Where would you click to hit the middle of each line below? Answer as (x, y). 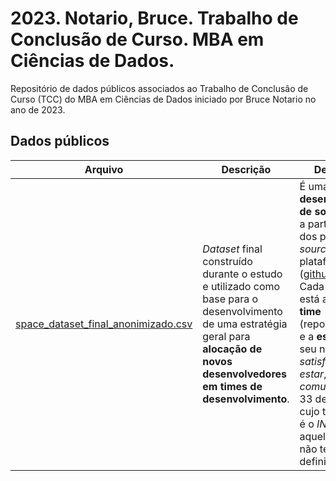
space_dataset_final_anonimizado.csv (104, 324)
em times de (232, 386)
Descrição (246, 169)
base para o (230, 299)
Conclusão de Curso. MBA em (137, 39)
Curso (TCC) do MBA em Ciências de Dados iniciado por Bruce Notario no (163, 99)
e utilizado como (241, 286)
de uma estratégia (245, 324)
